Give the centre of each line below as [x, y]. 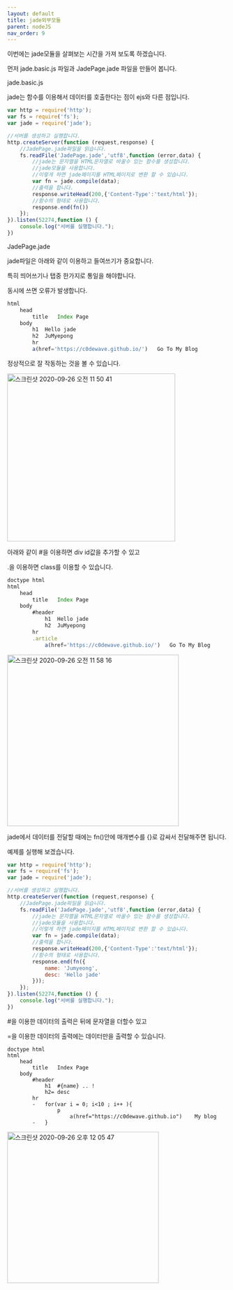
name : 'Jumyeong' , [71, 968]
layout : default [31, 14]
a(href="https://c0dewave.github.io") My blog [143, 1116]
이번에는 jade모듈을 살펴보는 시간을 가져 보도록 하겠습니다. [87, 54]
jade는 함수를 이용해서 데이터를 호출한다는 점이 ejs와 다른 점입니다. [98, 97]
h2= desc [57, 1092]
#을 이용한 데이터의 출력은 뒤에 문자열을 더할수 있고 [77, 1021]
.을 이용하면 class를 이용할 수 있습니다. [60, 567]
